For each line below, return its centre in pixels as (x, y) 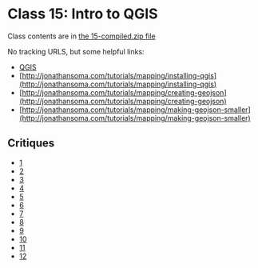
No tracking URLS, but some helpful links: (76, 51)
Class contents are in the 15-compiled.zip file (82, 36)
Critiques (31, 144)
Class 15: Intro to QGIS (83, 14)
